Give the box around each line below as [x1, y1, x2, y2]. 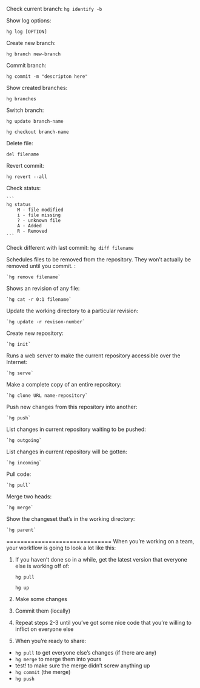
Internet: [6, 359, 28, 365]
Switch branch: [6, 106, 44, 114]
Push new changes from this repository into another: [6, 404, 138, 410]
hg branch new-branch [6, 51, 61, 57]
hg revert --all [6, 174, 47, 180]
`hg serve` [6, 370, 34, 376]
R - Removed [17, 228, 47, 234]
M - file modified [17, 207, 64, 213]
